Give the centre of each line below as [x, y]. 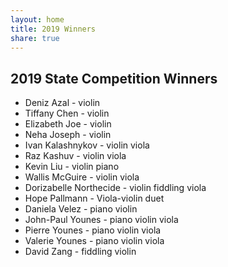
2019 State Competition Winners [114, 78]
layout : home [37, 19]
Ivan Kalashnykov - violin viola [87, 145]
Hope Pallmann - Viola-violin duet [94, 198]
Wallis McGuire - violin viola [82, 177]
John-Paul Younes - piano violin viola [101, 220]
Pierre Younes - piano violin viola [93, 230]
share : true [35, 38]
